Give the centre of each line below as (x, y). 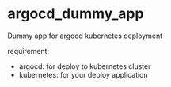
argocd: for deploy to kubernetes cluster (85, 66)
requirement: (28, 51)
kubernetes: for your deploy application (83, 74)
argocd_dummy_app (76, 14)
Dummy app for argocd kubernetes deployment (85, 36)
